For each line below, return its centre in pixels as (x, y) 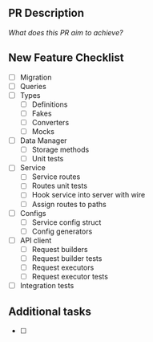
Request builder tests (67, 258)
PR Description (46, 13)
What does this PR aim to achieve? (66, 32)
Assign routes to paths (69, 204)
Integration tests (47, 286)
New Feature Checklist (66, 58)
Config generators (62, 231)
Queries (33, 86)
